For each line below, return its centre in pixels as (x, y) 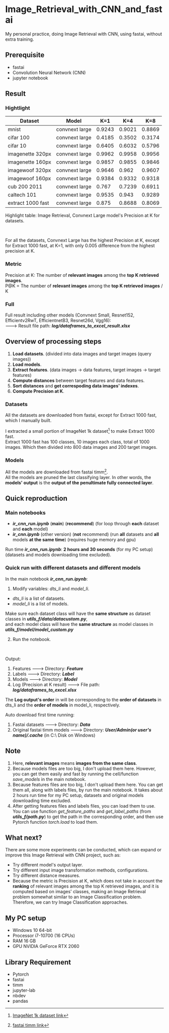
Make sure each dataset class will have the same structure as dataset (78, 613)
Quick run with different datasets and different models (73, 568)
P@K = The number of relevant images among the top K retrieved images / (84, 286)
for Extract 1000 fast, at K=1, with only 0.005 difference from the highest (80, 246)
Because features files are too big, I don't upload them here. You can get (88, 784)
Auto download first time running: (40, 714)
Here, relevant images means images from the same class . (75, 763)
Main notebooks (26, 513)
